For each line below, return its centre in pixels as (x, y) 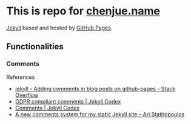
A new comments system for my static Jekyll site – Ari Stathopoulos (100, 114)
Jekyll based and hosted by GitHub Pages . (59, 28)
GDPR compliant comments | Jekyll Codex (68, 101)
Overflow (26, 95)
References (21, 77)
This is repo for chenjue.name (83, 11)
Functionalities (35, 47)
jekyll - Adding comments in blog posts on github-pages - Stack (95, 88)
